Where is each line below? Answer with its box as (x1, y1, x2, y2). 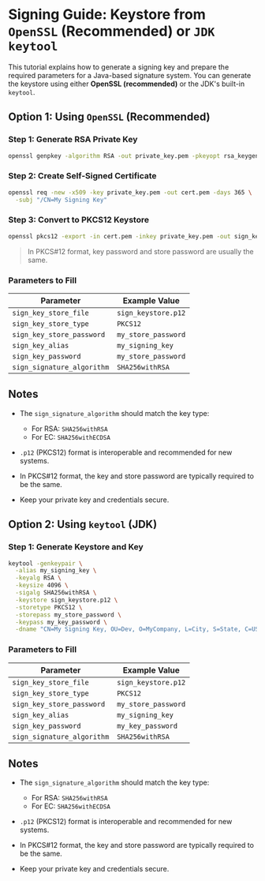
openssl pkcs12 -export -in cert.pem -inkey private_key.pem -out (8, 232, 231, 240)
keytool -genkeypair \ (8, 559, 83, 568)
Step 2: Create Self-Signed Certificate (8, 171, 157, 182)
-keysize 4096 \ (15, 582, 69, 590)
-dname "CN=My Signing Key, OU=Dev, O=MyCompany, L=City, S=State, (15, 625, 242, 633)
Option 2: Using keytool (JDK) (8, 518, 158, 531)
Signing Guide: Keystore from (8, 6, 207, 24)
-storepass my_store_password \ (15, 610, 122, 619)
